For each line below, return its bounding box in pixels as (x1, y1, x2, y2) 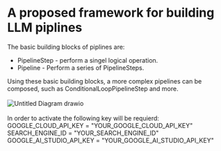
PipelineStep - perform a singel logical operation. (17, 56, 158, 64)
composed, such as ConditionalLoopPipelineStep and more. (7, 84, 179, 93)
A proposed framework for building (7, 5, 215, 21)
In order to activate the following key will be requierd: (7, 113, 160, 122)
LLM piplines (7, 19, 83, 35)
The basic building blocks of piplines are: (7, 42, 125, 51)
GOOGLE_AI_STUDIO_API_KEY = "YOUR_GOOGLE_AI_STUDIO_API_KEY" (7, 136, 214, 144)
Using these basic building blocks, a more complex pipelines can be (7, 77, 202, 85)
